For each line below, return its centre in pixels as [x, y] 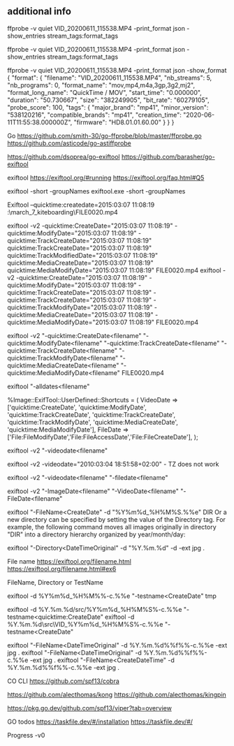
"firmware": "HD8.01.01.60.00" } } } [124, 122]
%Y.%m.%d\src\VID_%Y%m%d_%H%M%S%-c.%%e [85, 624]
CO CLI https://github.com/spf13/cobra [64, 681]
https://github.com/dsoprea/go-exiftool [64, 156]
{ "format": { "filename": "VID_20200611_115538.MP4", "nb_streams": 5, [110, 78]
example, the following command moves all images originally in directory [112, 527]
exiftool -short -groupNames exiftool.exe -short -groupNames [96, 191]
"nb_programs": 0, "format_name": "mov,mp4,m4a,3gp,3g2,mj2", [101, 85]
